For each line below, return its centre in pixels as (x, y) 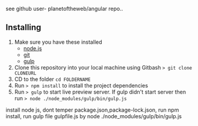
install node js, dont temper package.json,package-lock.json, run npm (92, 110)
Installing (23, 27)
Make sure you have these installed (58, 42)
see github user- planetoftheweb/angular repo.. (64, 9)
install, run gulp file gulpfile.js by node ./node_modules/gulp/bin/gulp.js (94, 116)
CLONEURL (25, 73)
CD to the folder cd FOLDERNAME (52, 79)
